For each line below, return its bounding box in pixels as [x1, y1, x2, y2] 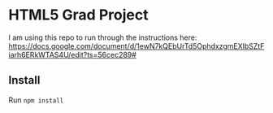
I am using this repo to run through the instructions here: [8, 33, 197, 42]
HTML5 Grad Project [8, 6, 149, 24]
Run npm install [8, 95, 64, 105]
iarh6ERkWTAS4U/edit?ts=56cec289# [8, 50, 136, 59]
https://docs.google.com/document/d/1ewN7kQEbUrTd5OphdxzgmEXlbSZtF [8, 41, 265, 50]
